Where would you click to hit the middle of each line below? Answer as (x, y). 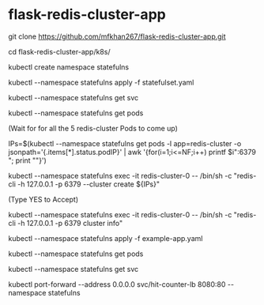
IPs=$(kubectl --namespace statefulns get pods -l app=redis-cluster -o (125, 143)
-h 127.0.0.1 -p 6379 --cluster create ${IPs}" (89, 184)
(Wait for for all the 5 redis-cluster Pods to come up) (93, 128)
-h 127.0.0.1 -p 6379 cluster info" (70, 223)
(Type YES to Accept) (43, 199)
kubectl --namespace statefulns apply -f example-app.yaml (106, 238)
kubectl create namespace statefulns (68, 67)
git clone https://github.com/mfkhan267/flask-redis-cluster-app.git (117, 36)
